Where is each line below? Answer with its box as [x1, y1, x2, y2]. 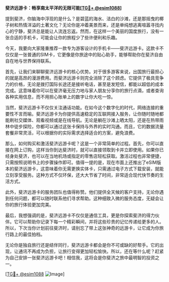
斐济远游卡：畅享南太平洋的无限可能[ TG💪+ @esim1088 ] [5, 5, 122, 11]
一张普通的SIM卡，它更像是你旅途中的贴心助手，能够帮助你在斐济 [18, 51, 154, 58]
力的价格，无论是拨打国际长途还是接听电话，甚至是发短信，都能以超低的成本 [5, 81, 164, 87]
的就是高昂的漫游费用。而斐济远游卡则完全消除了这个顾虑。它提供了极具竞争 [5, 75, 164, 81]
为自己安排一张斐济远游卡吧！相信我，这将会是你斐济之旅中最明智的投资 [5, 255, 155, 260]
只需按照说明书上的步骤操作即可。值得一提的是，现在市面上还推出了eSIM [5, 159, 157, 165]
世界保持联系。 [22, 58, 54, 64]
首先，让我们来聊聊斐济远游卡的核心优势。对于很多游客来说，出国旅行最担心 [5, 69, 164, 75]
